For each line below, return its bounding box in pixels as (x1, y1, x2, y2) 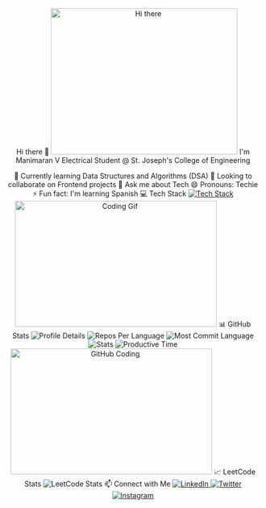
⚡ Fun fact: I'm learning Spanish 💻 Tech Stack (32, 189, 187, 198)
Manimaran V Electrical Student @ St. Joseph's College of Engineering (15, 156, 251, 164)
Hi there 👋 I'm (16, 147, 250, 156)
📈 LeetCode (214, 467, 256, 477)
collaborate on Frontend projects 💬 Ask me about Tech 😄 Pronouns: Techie (7, 180, 259, 189)
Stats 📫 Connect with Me (24, 479, 171, 489)
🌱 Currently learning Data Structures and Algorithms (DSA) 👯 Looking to (13, 171, 253, 181)
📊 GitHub (218, 319, 251, 329)
